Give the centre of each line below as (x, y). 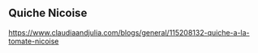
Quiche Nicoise (48, 13)
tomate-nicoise (34, 41)
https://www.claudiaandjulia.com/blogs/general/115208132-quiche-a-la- (129, 32)
